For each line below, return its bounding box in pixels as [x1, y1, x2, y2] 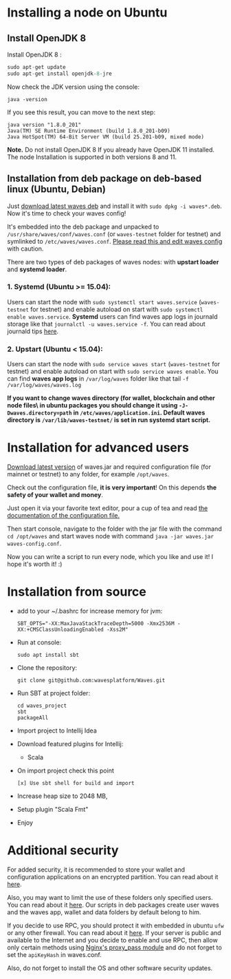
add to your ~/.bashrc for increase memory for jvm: [16, 607, 163, 615]
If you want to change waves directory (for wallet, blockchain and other [7, 394, 215, 402]
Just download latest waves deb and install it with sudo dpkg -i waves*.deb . [7, 202, 222, 210]
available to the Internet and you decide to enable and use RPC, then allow [7, 936, 218, 944]
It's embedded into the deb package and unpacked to [7, 222, 159, 231]
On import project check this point [16, 766, 115, 775]
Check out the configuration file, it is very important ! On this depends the [7, 483, 217, 492]
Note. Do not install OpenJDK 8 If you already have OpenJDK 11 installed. [7, 145, 215, 154]
